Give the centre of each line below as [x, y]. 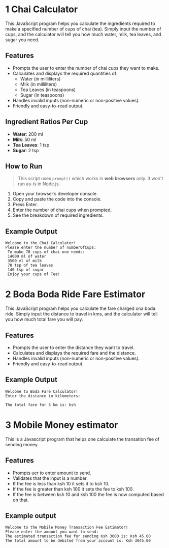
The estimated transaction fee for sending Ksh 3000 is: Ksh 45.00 [78, 536]
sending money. [22, 444]
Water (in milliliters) [40, 79]
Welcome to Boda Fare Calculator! [42, 391]
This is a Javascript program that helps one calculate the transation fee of [82, 439]
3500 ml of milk [25, 261]
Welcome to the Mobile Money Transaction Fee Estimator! [67, 528]
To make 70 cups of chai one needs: [46, 252]
